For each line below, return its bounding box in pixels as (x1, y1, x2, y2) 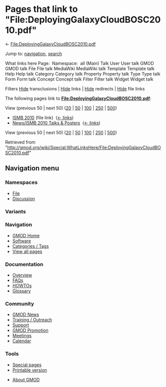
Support (12, 322, 29, 328)
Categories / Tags (12, 243, 49, 249)
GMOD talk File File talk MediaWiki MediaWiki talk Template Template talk (5, 66, 155, 72)
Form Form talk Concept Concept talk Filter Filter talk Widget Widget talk (5, 76, 154, 82)
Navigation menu (5, 164, 59, 172)
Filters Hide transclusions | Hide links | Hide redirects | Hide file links (5, 85, 145, 91)
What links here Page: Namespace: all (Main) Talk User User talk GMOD (5, 60, 154, 66)
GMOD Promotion (12, 327, 49, 333)
